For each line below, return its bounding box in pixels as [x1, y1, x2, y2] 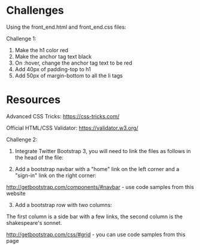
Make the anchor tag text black [14, 53, 92, 60]
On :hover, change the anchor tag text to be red [14, 59, 133, 66]
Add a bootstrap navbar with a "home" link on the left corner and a [14, 165, 180, 172]
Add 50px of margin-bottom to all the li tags [14, 72, 123, 79]
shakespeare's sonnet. [6, 219, 62, 226]
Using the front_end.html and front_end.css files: [6, 23, 127, 31]
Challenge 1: [6, 35, 37, 42]
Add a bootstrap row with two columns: [14, 201, 113, 208]
